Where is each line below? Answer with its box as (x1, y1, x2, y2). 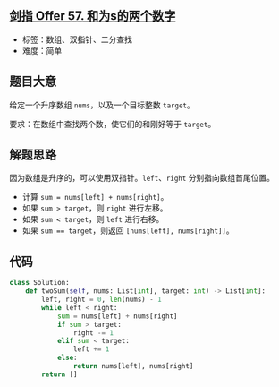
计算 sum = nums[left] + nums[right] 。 (21, 192, 169, 202)
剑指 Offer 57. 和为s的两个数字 (9, 8, 176, 24)
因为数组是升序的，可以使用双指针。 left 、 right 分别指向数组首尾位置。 (9, 173, 275, 184)
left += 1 (72, 345, 110, 354)
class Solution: (9, 279, 70, 288)
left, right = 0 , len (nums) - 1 (41, 295, 163, 304)
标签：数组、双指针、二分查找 (21, 34, 132, 45)
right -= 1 (72, 328, 114, 338)
